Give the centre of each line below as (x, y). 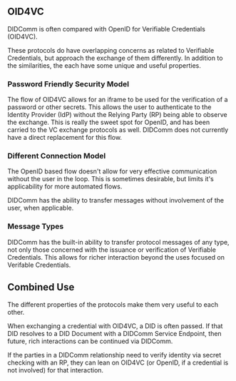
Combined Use (41, 287)
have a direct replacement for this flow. (65, 138)
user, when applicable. (41, 208)
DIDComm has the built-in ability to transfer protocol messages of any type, (118, 242)
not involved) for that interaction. (56, 370)
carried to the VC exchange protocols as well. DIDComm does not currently (118, 130)
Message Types (36, 226)
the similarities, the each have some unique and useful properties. (104, 65)
